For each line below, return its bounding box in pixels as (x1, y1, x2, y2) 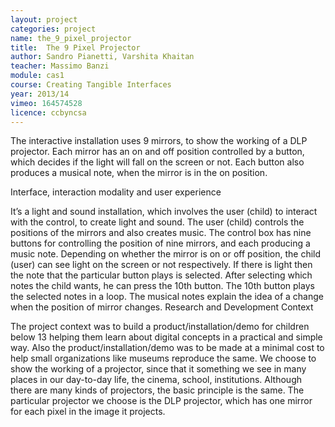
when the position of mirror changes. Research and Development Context (10, 301, 314, 313)
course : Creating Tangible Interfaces (10, 80, 172, 90)
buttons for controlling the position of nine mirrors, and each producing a (10, 237, 311, 250)
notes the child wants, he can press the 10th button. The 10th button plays (10, 280, 315, 292)
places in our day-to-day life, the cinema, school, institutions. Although (10, 374, 302, 386)
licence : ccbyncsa (10, 107, 87, 118)
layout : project (10, 14, 78, 25)
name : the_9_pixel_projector (10, 33, 132, 43)
